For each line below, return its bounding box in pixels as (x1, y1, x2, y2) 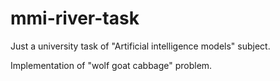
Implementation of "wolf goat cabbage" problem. (10, 59, 213, 71)
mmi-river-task (10, 7, 140, 30)
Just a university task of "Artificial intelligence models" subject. (10, 40, 271, 52)
